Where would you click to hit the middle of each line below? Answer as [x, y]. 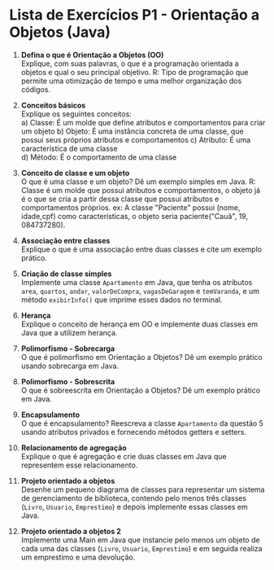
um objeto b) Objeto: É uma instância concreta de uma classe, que [132, 131]
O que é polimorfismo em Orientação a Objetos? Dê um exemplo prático [141, 357]
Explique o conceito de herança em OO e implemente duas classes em [139, 324]
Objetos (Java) [60, 32]
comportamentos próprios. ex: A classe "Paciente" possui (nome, [130, 207]
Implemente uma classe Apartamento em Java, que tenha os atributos [137, 282]
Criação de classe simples [66, 274]
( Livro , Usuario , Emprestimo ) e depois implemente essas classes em [135, 506]
